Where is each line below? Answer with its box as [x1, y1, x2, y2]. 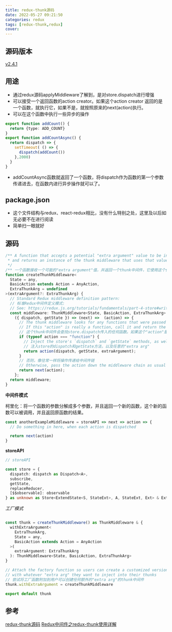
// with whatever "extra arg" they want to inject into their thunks [5, 572, 157, 578]
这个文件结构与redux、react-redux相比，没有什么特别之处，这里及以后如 [12, 210, 167, 216]
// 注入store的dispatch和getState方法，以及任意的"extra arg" [24, 343, 150, 349]
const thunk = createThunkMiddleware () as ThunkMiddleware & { [5, 520, 143, 525]
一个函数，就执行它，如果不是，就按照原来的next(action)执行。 [12, 104, 146, 110]
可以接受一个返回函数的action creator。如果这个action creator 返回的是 [12, 98, 163, 104]
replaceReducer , [10, 486, 45, 491]
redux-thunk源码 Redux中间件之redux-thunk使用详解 [5, 621, 117, 627]
